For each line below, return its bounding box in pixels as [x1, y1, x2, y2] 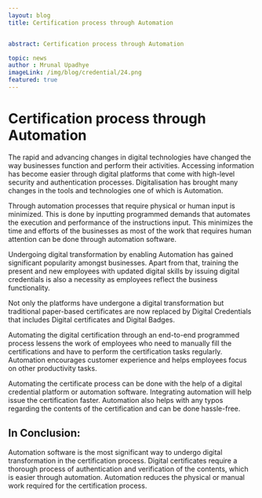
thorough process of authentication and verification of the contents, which [8, 464, 249, 474]
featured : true [8, 76, 58, 84]
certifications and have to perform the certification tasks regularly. [8, 346, 223, 356]
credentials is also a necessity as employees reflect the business [8, 274, 218, 284]
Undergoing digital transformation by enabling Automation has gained [8, 249, 234, 259]
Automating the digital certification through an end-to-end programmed [8, 330, 240, 339]
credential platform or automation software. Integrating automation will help [8, 386, 253, 397]
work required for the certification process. [8, 481, 147, 490]
